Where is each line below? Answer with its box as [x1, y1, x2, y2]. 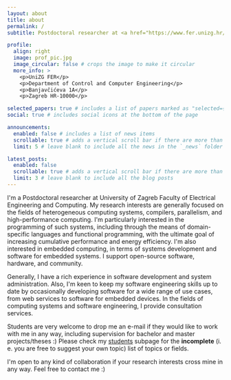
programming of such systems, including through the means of [7, 223, 186, 231]
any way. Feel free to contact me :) [7, 365, 105, 373]
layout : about [7, 10, 48, 17]
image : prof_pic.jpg [13, 54, 72, 62]
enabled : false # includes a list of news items [13, 130, 155, 137]
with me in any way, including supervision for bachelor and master [7, 329, 195, 337]
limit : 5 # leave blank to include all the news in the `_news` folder [13, 143, 223, 150]
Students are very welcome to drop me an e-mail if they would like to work [7, 322, 218, 331]
